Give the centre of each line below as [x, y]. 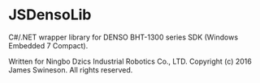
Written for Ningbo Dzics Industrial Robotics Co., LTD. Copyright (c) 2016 [130, 61]
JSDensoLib [50, 15]
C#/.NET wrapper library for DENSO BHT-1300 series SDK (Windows [123, 37]
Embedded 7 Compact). [48, 45]
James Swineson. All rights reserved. [71, 69]
